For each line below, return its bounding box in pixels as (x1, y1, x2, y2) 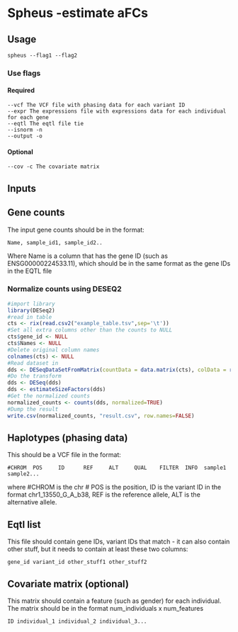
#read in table (7, 313, 52, 320)
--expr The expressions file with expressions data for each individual (7, 108, 227, 115)
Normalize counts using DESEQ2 (7, 284, 122, 294)
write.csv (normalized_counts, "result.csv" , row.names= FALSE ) (7, 412, 195, 419)
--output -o (7, 132, 42, 140)
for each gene (7, 114, 50, 121)
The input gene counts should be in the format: (7, 225, 145, 234)
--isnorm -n (7, 126, 42, 134)
